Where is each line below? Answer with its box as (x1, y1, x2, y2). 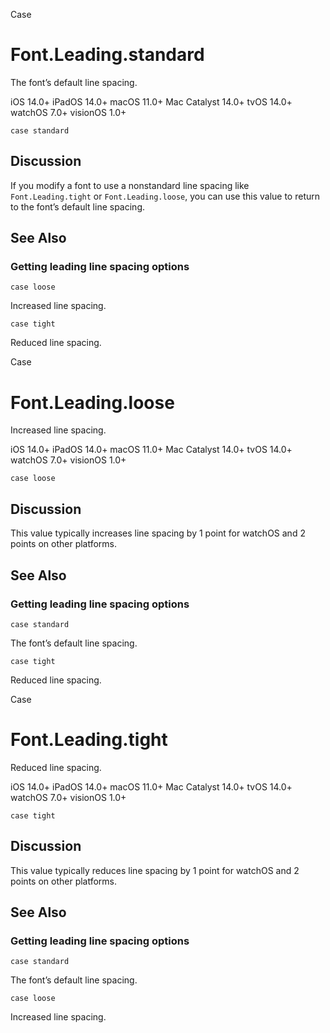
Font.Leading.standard (10, 44, 205, 66)
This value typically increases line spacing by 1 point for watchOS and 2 (10, 527, 306, 539)
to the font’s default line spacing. (10, 200, 145, 213)
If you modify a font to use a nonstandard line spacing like (10, 179, 250, 191)
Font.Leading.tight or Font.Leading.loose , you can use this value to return (10, 190, 321, 202)
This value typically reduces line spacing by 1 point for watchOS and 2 (10, 864, 300, 876)
